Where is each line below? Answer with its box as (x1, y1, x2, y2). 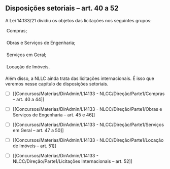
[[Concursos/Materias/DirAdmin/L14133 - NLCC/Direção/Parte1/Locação (12, 137, 164, 143)
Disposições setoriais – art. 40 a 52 (5, 4, 119, 13)
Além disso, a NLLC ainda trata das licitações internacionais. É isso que (5, 75, 155, 81)
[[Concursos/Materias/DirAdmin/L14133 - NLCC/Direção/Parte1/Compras (12, 91, 165, 97)
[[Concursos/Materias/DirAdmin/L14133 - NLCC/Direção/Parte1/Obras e (12, 106, 162, 112)
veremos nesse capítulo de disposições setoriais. (5, 80, 109, 87)
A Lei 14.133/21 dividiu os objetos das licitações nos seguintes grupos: (5, 17, 152, 23)
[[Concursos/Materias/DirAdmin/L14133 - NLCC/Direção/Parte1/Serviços (12, 121, 164, 128)
